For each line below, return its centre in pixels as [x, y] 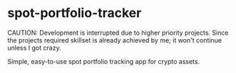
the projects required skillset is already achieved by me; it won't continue [115, 40]
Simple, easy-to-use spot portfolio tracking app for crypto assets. [104, 61]
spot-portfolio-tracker [75, 13]
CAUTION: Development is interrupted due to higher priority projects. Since [118, 33]
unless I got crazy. [35, 47]
